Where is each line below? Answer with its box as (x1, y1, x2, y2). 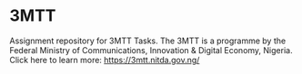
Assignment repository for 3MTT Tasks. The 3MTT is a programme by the (9, 35, 287, 46)
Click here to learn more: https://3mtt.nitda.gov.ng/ (9, 54, 200, 65)
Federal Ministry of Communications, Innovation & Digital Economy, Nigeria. (9, 44, 293, 55)
